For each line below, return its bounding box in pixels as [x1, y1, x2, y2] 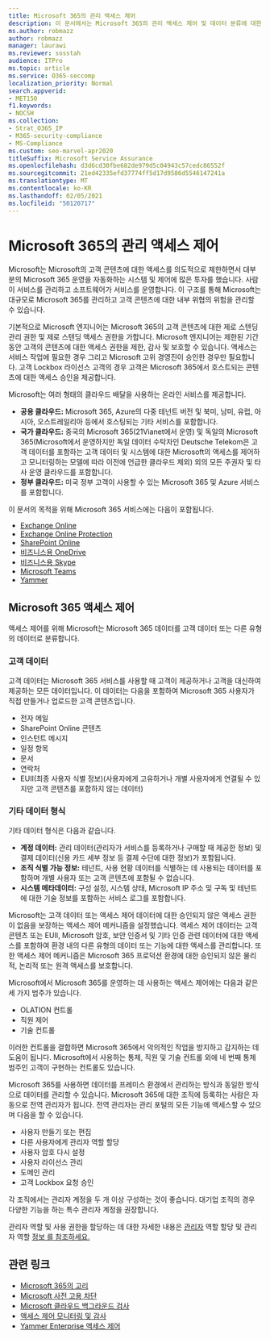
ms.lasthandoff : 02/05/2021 [8, 191, 103, 200]
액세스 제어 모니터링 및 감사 [19, 1311, 107, 1320]
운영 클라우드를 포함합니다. [28, 467, 114, 477]
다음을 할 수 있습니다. [16, 1110, 84, 1120]
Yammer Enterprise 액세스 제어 [19, 1320, 121, 1331]
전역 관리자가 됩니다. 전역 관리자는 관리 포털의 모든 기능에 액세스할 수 [29, 1099, 247, 1109]
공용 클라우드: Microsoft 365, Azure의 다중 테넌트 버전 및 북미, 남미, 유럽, [19, 407, 253, 416]
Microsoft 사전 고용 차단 [19, 1291, 98, 1300]
